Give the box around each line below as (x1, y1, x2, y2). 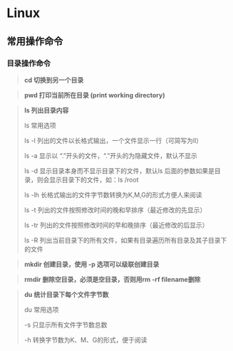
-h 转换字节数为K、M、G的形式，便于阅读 (24, 335, 147, 344)
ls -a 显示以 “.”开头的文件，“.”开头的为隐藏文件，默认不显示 (24, 151, 197, 159)
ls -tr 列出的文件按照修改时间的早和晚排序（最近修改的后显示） (24, 221, 209, 229)
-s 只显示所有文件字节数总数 (24, 320, 108, 329)
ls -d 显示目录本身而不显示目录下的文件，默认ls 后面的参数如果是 (24, 166, 215, 175)
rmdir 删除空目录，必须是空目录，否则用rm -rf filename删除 (24, 275, 201, 283)
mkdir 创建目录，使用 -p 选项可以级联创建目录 (24, 260, 160, 268)
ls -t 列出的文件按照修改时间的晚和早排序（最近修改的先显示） (24, 205, 207, 214)
